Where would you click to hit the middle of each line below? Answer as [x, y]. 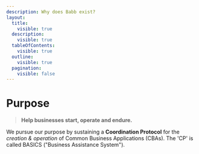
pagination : [27, 68]
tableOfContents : [33, 46]
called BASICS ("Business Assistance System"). [66, 145]
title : [20, 23]
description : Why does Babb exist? [51, 12]
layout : [16, 18]
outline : [23, 57]
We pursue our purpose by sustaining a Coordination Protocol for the [93, 132]
